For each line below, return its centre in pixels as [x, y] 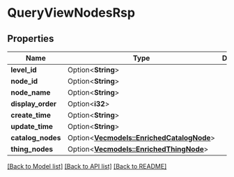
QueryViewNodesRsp [71, 13]
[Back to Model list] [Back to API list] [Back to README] [87, 166]
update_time [32, 126]
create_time [31, 115]
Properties [31, 39]
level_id [24, 70]
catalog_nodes [36, 138]
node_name [31, 92]
